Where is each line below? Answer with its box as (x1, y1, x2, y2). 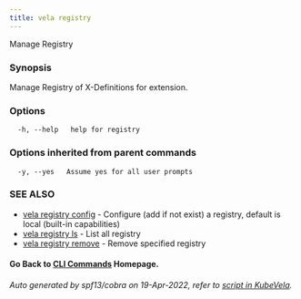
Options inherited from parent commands (9, 147, 197, 160)
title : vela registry (9, 13, 92, 23)
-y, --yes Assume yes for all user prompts (17, 167, 194, 176)
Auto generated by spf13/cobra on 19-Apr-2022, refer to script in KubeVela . (9, 280, 293, 290)
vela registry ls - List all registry (22, 228, 141, 239)
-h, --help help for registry (17, 125, 141, 135)
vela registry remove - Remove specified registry (22, 238, 206, 249)
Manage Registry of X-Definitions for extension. (9, 81, 188, 92)
